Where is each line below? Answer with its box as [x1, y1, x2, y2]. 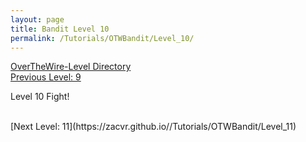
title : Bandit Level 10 [10, 24, 110, 34]
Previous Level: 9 [10, 71, 82, 83]
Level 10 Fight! [10, 91, 70, 103]
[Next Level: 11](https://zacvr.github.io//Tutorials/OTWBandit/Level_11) [10, 121, 297, 133]
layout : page [10, 14, 65, 25]
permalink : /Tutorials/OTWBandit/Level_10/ [10, 33, 195, 43]
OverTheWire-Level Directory [10, 61, 132, 73]
